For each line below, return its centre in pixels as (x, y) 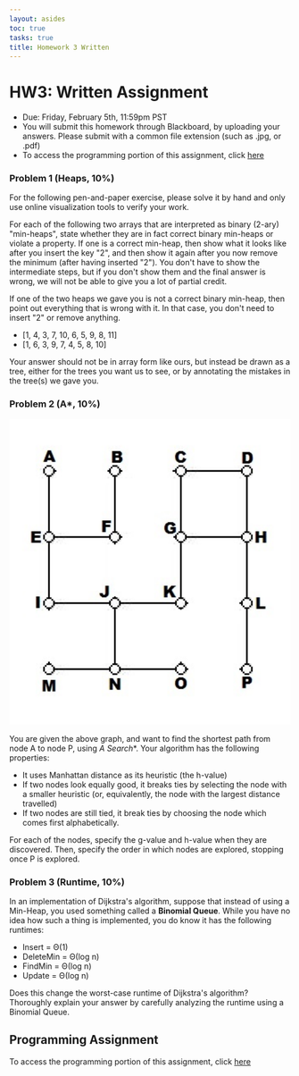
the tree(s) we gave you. (54, 381)
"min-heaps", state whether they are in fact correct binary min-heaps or (141, 234)
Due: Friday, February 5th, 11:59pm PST (95, 117)
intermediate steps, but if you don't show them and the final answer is (137, 272)
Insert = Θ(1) (45, 946)
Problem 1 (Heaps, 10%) (62, 179)
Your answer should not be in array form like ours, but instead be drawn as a (150, 362)
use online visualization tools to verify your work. (99, 207)
